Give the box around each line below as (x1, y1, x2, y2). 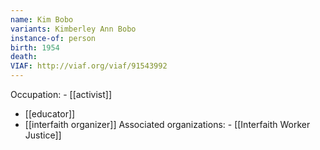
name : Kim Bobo (10, 14, 74, 25)
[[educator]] (24, 108, 76, 120)
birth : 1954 (10, 42, 60, 53)
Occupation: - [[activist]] (10, 89, 113, 100)
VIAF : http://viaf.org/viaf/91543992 (10, 61, 168, 71)
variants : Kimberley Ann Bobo (10, 24, 137, 34)
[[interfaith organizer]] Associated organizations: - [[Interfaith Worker (24, 119, 311, 130)
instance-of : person (10, 33, 97, 43)
